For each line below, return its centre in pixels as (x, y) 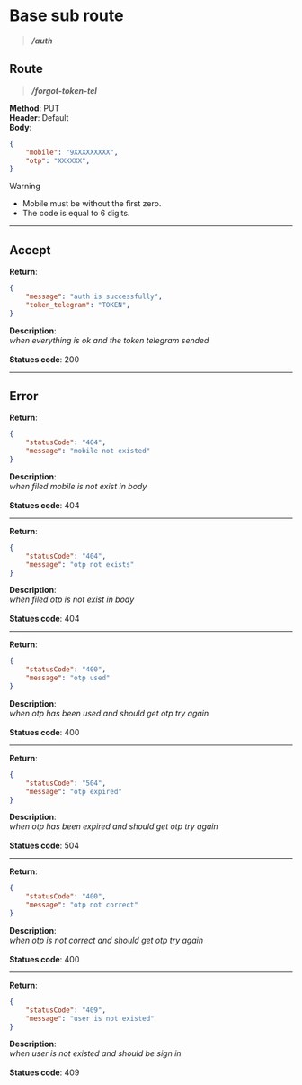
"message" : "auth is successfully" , (94, 296)
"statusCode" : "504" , (66, 783)
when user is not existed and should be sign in (95, 1053)
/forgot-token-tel (64, 90)
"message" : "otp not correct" (82, 905)
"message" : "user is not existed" (90, 1018)
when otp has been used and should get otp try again (109, 713)
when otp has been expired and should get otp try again (114, 826)
